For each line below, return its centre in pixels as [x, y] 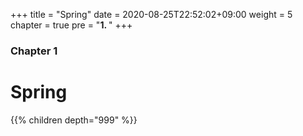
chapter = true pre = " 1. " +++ [71, 25]
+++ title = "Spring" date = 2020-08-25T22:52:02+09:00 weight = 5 [151, 14]
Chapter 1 [34, 51]
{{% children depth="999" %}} [74, 120]
